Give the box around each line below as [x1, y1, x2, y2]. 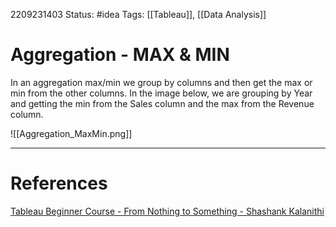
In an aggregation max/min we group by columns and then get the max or [10, 76, 313, 88]
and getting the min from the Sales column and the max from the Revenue [10, 97, 315, 109]
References [10, 172, 108, 195]
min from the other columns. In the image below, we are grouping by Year [10, 87, 313, 99]
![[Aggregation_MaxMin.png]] [10, 127, 133, 139]
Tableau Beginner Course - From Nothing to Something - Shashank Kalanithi [10, 205, 325, 217]
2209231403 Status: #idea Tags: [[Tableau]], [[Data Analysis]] [10, 9, 267, 20]
